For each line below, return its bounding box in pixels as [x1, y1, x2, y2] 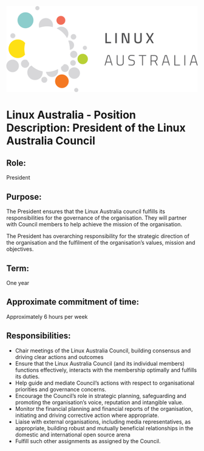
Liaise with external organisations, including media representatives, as [15, 418, 191, 425]
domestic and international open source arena [15, 431, 131, 438]
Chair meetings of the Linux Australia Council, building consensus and [15, 347, 191, 354]
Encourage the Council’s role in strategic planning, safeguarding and [15, 392, 186, 399]
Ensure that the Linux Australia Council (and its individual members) [15, 360, 185, 367]
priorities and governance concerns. [15, 385, 106, 393]
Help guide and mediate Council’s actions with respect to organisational [15, 379, 195, 386]
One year [6, 279, 30, 287]
